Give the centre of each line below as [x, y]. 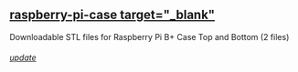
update [23, 57]
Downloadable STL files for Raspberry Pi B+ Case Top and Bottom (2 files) [149, 36]
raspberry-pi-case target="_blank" [112, 15]
